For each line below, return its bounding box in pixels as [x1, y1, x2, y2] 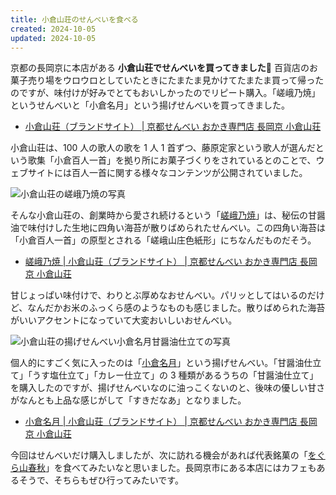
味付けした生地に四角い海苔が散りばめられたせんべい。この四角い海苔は [27, 222, 326, 234]
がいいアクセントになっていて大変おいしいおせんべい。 [10, 314, 238, 326]
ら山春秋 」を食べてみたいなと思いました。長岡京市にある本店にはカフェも [10, 462, 317, 474]
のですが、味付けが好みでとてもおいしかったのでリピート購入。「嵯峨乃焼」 [10, 87, 321, 99]
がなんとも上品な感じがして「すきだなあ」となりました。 [10, 394, 247, 406]
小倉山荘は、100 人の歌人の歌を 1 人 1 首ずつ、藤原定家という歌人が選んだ [10, 142, 316, 154]
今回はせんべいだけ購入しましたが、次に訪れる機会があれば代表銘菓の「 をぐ [10, 449, 326, 461]
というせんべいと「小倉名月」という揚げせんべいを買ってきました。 [10, 99, 290, 111]
